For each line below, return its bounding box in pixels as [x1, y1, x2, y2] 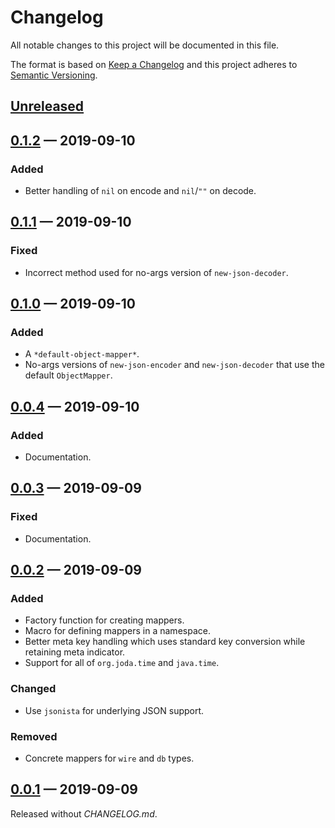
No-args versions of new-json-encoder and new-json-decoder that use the [24, 359, 325, 371]
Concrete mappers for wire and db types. [24, 752, 195, 765]
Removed [10, 729, 58, 743]
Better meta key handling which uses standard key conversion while [24, 636, 306, 648]
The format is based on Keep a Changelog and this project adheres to [10, 58, 298, 70]
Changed [10, 682, 57, 696]
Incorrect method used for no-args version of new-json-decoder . [24, 266, 289, 278]
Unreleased [10, 98, 85, 115]
